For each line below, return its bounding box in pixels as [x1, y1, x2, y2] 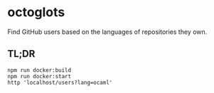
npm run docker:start [7, 73, 72, 80]
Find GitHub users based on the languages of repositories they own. [7, 27, 208, 36]
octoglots [7, 4, 65, 20]
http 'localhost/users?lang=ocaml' [7, 79, 113, 86]
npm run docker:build [7, 66, 72, 74]
